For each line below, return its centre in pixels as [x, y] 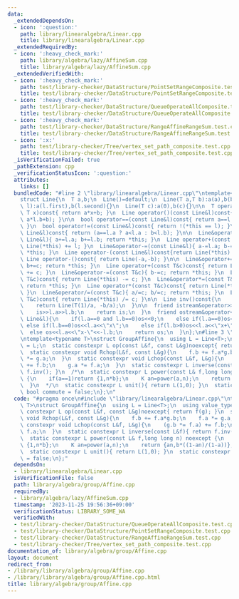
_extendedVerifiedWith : [49, 73]
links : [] [35, 186]
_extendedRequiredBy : [46, 47]
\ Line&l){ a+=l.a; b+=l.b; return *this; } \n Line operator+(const [126, 240]
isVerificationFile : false [54, 478]
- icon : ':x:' [34, 140]
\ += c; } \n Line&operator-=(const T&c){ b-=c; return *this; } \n [122, 272]
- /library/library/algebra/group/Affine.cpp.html [84, 578]
